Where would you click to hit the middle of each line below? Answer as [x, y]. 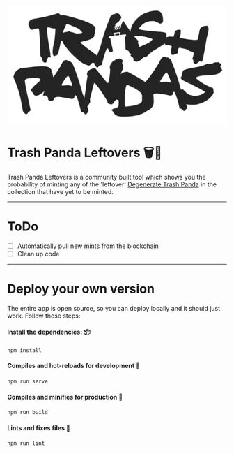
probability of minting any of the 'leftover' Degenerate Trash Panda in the [112, 184]
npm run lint [26, 444]
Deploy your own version [81, 289]
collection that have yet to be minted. [60, 191]
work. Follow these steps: [44, 316]
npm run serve [28, 381]
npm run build [28, 413]
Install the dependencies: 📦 [49, 332]
